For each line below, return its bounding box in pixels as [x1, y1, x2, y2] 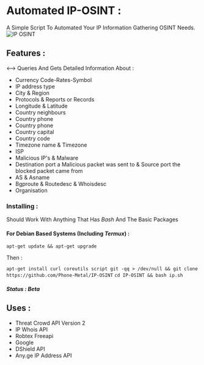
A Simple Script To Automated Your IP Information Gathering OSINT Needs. [6, 24, 195, 31]
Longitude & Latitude [15, 102, 68, 109]
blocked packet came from [15, 167, 84, 174]
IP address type [15, 83, 55, 90]
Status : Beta [6, 285, 40, 292]
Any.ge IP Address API [15, 352, 72, 359]
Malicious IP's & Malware [15, 154, 79, 161]
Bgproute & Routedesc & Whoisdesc [15, 180, 107, 187]
